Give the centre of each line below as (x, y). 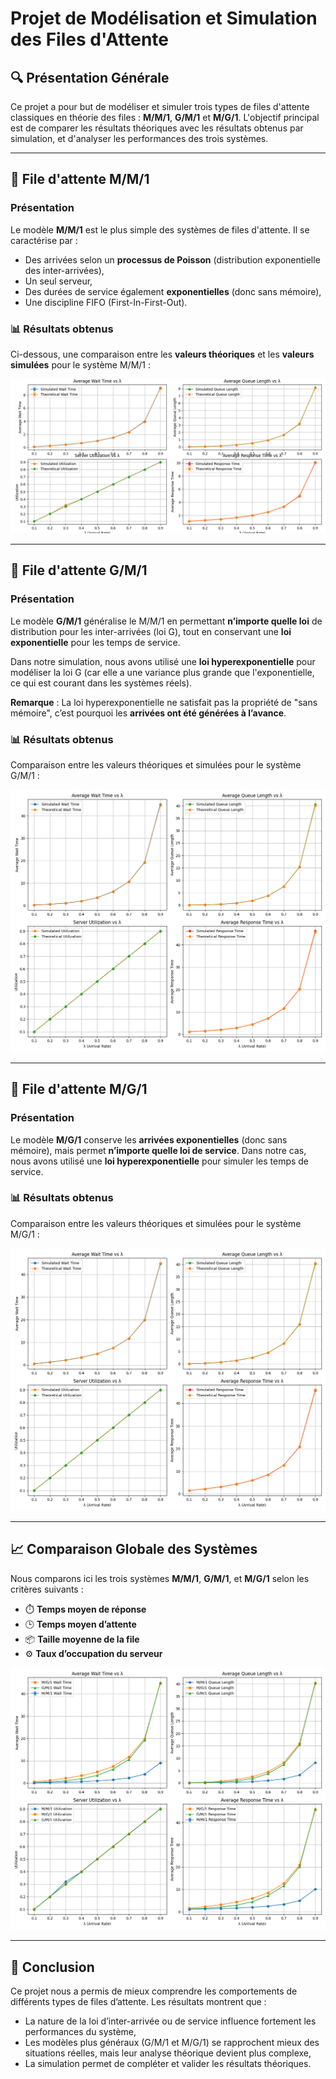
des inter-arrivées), (64, 270)
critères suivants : (47, 1589)
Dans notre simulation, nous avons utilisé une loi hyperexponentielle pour (163, 661)
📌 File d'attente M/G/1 (79, 1089)
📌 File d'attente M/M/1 (80, 179)
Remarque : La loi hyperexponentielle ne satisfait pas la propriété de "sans (164, 702)
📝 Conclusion (52, 1967)
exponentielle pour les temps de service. (95, 642)
